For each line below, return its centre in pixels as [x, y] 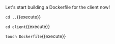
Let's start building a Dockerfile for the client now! [58, 7]
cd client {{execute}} [28, 26]
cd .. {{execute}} [23, 17]
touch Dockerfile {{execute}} [36, 36]
